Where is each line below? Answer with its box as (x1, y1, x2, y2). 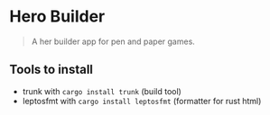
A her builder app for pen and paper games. (31, 36, 196, 47)
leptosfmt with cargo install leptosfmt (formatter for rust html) (22, 95, 262, 106)
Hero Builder (9, 6, 106, 27)
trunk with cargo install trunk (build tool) (22, 85, 182, 96)
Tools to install (9, 62, 93, 77)
